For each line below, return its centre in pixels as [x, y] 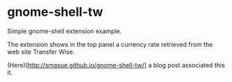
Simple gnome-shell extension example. [65, 31]
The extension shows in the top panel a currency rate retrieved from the [110, 44]
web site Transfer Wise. [41, 52]
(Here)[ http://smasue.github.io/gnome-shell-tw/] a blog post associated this [116, 65]
